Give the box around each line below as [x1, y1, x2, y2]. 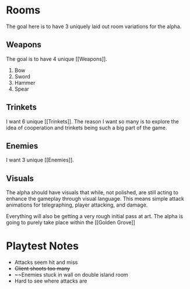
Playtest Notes [6, 239, 79, 253]
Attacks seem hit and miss [14, 259, 78, 266]
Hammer [14, 79, 36, 86]
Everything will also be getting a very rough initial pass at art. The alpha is [6, 213, 184, 220]
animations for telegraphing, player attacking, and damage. [6, 201, 148, 208]
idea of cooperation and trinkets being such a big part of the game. [6, 124, 167, 131]
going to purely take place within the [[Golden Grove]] [6, 219, 136, 226]
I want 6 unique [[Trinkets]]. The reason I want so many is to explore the [6, 118, 180, 125]
